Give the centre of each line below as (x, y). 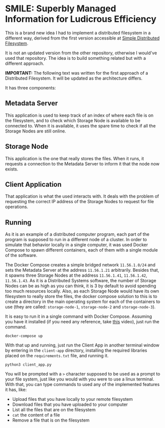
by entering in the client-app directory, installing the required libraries (76, 350)
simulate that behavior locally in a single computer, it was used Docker (77, 245)
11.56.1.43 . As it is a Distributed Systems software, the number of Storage (81, 281)
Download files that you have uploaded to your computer (70, 405)
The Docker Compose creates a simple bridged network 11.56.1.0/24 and (80, 265)
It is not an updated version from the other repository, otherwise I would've (81, 53)
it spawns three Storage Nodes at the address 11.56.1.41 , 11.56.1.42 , (76, 275)
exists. (12, 169)
